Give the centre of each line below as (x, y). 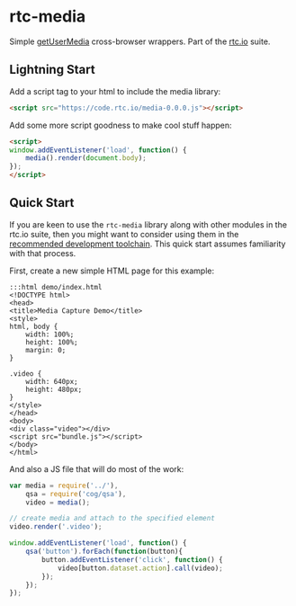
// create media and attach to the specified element (112, 519)
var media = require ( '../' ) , (64, 486)
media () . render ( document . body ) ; (86, 158)
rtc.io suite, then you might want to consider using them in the (124, 234)
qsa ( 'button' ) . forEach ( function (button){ (104, 552)
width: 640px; (52, 381)
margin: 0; (46, 350)
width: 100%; (50, 334)
